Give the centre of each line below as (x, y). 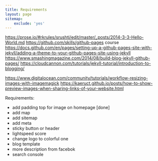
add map (21, 113)
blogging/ (15, 69)
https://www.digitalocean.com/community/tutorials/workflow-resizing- (77, 78)
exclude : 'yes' (29, 23)
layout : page (18, 14)
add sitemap (25, 118)
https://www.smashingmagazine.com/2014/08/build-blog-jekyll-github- (78, 58)
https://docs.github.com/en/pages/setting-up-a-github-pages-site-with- (79, 48)
